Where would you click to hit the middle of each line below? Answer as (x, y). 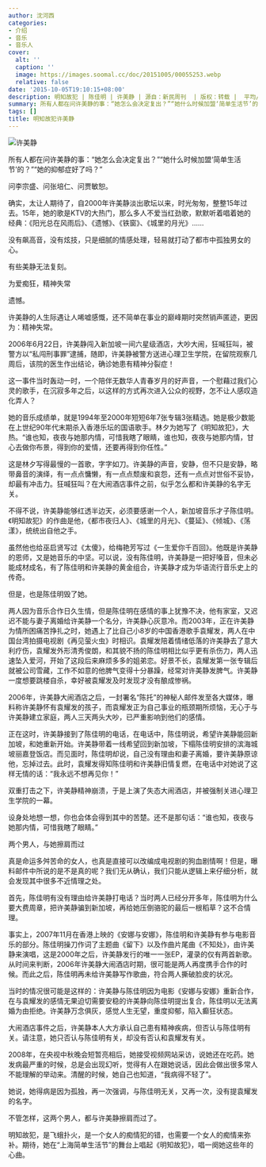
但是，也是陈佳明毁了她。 (50, 594)
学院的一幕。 (36, 800)
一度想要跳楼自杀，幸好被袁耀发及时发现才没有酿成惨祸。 (102, 680)
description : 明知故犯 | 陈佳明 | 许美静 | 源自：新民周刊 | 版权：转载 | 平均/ (134, 97)
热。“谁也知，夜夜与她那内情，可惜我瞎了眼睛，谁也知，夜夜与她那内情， (128, 437)
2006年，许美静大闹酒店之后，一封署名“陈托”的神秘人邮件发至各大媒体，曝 (131, 697)
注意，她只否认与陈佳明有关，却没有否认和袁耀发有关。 (119, 1038)
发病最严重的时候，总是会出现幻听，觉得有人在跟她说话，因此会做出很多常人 (133, 1064)
